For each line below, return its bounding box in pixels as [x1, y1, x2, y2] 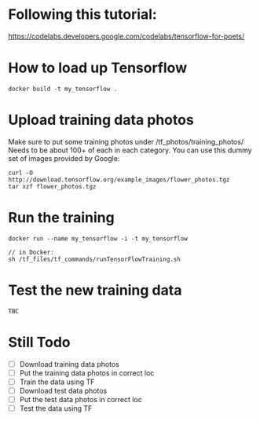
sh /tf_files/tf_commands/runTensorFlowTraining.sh [8, 255, 181, 263]
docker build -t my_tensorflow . [8, 85, 118, 93]
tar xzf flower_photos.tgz [8, 182, 97, 190]
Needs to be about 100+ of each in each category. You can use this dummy [8, 145, 253, 155]
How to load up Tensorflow [8, 59, 187, 77]
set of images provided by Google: [8, 153, 120, 163]
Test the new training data [8, 281, 182, 299]
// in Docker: [8, 248, 55, 256]
